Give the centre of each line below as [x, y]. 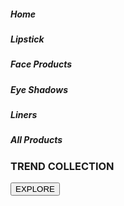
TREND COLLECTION [62, 166]
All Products [36, 140]
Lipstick [27, 39]
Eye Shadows [39, 89]
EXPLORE [35, 189]
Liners [24, 115]
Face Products [41, 64]
